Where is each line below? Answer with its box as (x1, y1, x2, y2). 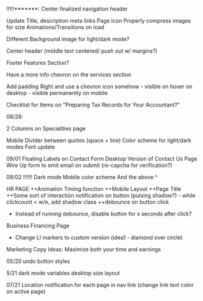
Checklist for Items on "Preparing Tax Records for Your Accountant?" (6, 101, 180, 108)
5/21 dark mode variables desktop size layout (6, 269, 120, 277)
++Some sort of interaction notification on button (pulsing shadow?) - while (6, 192, 196, 199)
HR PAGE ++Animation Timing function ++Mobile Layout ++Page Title (6, 185, 182, 192)
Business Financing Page (6, 222, 70, 229)
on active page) (6, 288, 46, 295)
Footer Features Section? (6, 59, 69, 66)
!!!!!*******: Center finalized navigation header (6, 6, 128, 12)
